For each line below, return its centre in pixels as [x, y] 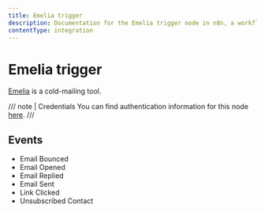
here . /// [21, 115]
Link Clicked [40, 193]
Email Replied [42, 176]
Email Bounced [44, 159]
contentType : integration [50, 30]
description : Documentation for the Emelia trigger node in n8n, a [121, 23]
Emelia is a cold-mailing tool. [55, 91]
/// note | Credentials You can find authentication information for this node [128, 107]
